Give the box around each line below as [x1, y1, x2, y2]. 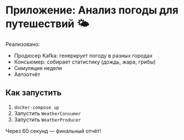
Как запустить [5, 88, 62, 98]
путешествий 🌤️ [5, 17, 89, 31]
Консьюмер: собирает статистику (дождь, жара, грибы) [14, 58, 156, 65]
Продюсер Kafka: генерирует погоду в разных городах [14, 52, 153, 59]
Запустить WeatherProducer [14, 116, 81, 123]
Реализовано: [5, 41, 41, 48]
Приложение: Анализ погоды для [5, 4, 179, 17]
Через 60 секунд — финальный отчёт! [5, 127, 101, 134]
